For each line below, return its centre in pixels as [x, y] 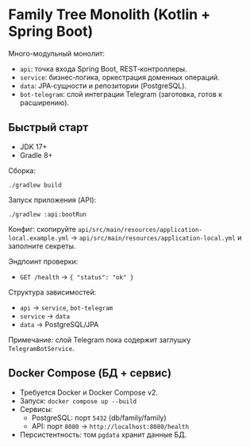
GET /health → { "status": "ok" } [77, 276]
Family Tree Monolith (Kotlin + [110, 15]
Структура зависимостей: [52, 292]
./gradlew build [35, 185]
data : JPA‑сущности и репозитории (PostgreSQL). [103, 86]
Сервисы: [36, 409]
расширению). [44, 102]
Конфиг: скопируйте [42, 229]
